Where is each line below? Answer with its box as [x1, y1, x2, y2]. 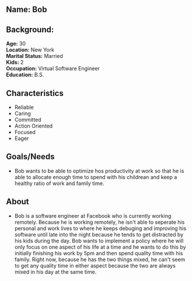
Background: [6, 25, 54, 35]
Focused [14, 129, 36, 136]
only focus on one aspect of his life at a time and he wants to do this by [14, 243, 186, 251]
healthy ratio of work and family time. [14, 180, 104, 187]
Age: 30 [6, 40, 26, 47]
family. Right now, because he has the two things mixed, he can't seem [14, 256, 186, 263]
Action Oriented [14, 122, 53, 129]
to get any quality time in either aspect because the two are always [14, 262, 176, 269]
